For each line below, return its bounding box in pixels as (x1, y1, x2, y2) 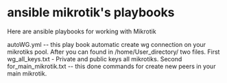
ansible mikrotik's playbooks (7, 5, 175, 20)
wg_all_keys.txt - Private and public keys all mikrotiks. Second (7, 54, 182, 63)
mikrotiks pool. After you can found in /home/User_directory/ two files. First (7, 48, 220, 56)
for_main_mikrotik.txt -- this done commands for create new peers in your (7, 62, 216, 70)
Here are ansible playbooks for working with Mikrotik (7, 27, 156, 35)
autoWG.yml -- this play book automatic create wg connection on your (7, 40, 206, 48)
